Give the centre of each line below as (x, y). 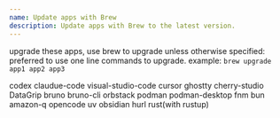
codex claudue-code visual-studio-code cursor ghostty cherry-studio (136, 85)
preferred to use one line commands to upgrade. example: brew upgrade (140, 60)
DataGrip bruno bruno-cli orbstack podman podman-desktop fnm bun (137, 95)
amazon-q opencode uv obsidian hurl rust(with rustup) (109, 104)
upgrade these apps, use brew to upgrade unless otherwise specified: (137, 51)
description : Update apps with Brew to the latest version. (123, 26)
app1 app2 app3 (37, 69)
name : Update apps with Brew (63, 17)
